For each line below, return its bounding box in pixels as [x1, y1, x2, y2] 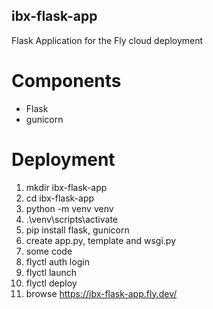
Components [11, 70, 122, 92]
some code [25, 245, 73, 257]
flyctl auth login [25, 255, 90, 268]
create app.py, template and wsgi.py [25, 234, 176, 246]
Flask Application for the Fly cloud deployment [11, 34, 204, 46]
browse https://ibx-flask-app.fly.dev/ [25, 287, 178, 299]
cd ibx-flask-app [25, 192, 95, 204]
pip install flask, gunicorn [25, 224, 130, 236]
